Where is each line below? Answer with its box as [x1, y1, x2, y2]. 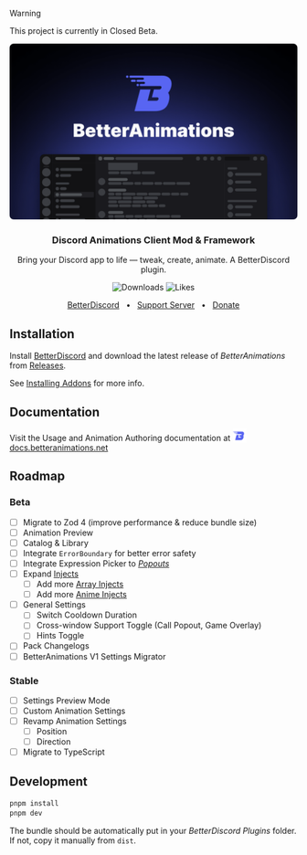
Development [9, 774, 89, 789]
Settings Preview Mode [22, 694, 111, 706]
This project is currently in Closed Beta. [9, 26, 158, 36]
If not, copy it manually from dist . [9, 835, 137, 846]
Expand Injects [22, 568, 79, 579]
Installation [9, 326, 75, 342]
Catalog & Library [22, 537, 90, 548]
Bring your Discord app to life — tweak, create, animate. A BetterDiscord [16, 255, 291, 266]
